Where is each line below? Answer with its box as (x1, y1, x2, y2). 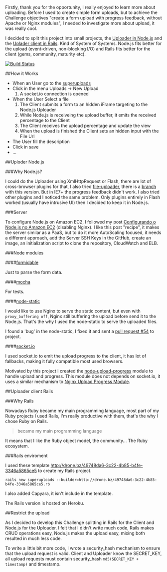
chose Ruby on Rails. (5, 418, 48, 424)
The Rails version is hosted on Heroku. (5, 500, 85, 506)
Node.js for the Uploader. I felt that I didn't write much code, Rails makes (5, 525, 155, 530)
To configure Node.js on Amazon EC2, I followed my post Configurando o (5, 219, 156, 224)
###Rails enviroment (5, 452, 48, 458)
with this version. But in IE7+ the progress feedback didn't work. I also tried (5, 189, 160, 194)
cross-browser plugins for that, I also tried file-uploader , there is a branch (5, 183, 157, 189)
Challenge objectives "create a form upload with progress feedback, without (5, 15, 162, 20)
